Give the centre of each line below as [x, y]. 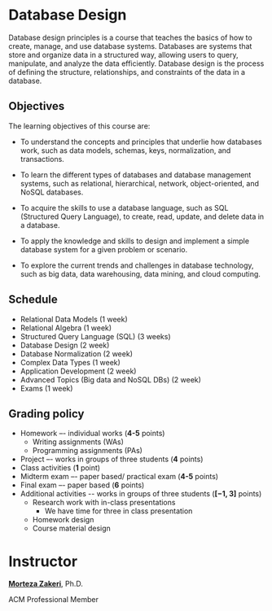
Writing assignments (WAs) [78, 442]
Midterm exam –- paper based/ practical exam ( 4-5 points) [119, 477]
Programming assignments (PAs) [87, 451]
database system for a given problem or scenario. [104, 249]
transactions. [42, 159]
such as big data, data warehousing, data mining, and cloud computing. [140, 273]
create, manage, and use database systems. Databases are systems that [130, 46]
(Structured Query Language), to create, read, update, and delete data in [142, 216]
